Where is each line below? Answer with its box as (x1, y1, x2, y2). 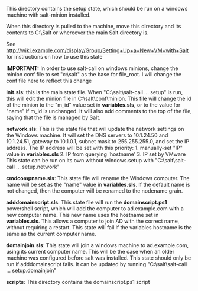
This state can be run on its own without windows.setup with (6, 157, 154, 164)
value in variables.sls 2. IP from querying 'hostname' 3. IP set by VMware (6, 151, 186, 158)
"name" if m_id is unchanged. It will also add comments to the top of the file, (6, 108, 192, 114)
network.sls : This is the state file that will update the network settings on (6, 126, 184, 132)
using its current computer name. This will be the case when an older (6, 248, 175, 255)
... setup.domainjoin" (6, 267, 57, 274)
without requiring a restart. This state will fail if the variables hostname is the (6, 224, 192, 231)
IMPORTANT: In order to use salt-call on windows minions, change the (6, 65, 178, 72)
